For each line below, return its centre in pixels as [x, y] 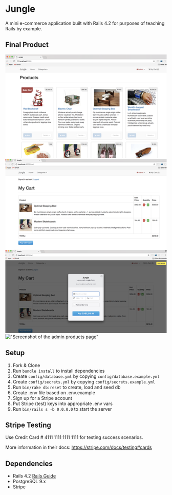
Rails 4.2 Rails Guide [34, 476]
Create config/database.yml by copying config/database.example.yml [86, 376]
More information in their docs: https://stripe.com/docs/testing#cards [79, 447]
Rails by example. [24, 28]
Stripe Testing [28, 425]
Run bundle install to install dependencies [59, 371]
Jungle [20, 9]
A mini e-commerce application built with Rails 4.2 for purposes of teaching [85, 23]
